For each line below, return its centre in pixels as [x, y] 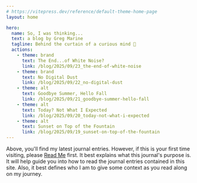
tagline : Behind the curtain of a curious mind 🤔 [74, 44]
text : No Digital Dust [50, 77]
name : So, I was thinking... [47, 33]
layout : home [22, 17]
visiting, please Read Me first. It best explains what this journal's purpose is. [98, 155]
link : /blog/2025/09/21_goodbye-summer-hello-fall [85, 99]
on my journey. [24, 174]
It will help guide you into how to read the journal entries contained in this [96, 161]
